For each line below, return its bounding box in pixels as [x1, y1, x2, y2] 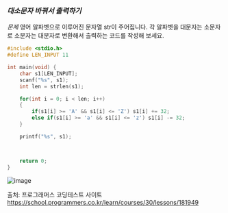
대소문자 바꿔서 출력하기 [7, 5, 82, 15]
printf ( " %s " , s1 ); [19, 133, 72, 140]
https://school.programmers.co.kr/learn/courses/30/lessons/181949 [7, 198, 199, 206]
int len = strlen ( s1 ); [19, 83, 84, 90]
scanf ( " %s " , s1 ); [19, 77, 69, 84]
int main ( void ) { [7, 64, 57, 71]
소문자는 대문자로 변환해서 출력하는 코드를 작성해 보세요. [14, 32, 164, 40]
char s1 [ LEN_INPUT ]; [19, 70, 78, 77]
